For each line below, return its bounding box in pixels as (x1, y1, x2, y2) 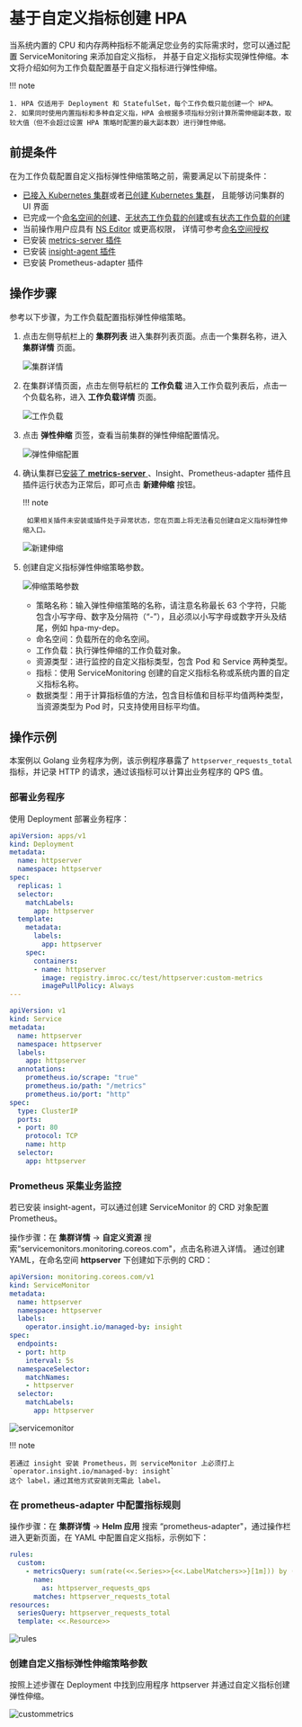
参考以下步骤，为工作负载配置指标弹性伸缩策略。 (9, 311, 191, 322)
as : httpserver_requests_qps (41, 1583, 151, 1592)
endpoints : (17, 1340, 58, 1349)
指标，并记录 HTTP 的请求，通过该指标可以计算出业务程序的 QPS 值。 (9, 766, 268, 778)
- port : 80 (17, 1123, 58, 1133)
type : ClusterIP (17, 1107, 78, 1116)
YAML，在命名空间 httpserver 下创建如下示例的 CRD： (9, 1255, 213, 1266)
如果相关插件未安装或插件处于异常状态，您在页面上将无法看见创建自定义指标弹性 (26, 516, 281, 525)
